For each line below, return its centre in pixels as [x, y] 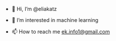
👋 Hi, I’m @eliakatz [34, 9]
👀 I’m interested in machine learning [55, 20]
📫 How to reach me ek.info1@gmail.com [61, 31]
